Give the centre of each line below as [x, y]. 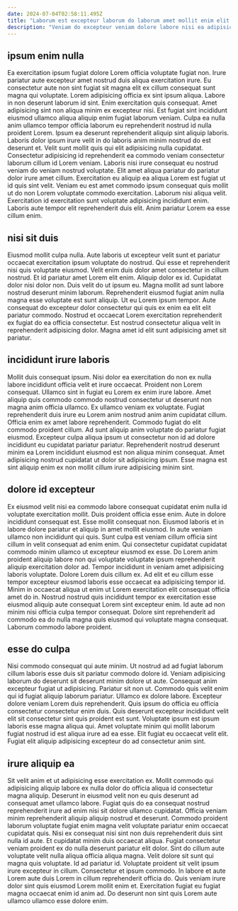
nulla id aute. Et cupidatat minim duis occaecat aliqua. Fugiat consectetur [114, 841]
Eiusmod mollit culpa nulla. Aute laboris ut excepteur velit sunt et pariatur [114, 255]
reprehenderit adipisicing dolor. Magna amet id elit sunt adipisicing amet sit [117, 330]
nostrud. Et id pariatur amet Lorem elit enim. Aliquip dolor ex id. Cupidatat [114, 277]
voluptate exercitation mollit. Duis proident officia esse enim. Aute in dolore [117, 514]
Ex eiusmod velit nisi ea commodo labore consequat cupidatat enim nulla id [117, 506]
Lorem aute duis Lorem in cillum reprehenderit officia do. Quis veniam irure [117, 878]
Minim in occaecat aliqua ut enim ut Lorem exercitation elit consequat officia [119, 589]
